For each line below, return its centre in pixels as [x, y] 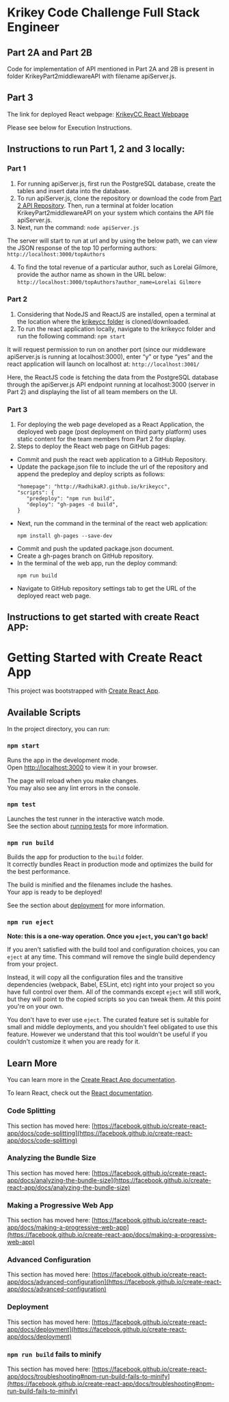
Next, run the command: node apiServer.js [78, 227]
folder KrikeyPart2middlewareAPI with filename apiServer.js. [92, 76]
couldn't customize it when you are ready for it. [73, 1042]
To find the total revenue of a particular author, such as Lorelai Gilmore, [117, 267]
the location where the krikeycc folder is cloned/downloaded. [103, 321]
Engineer [33, 27]
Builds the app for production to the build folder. [76, 857]
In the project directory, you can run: [58, 729]
